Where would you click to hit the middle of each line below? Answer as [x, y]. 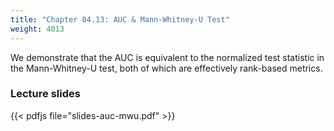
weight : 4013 [37, 29]
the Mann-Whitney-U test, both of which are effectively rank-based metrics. [166, 68]
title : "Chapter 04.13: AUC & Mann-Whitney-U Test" [120, 19]
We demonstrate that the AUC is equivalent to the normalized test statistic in [167, 57]
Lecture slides [45, 94]
